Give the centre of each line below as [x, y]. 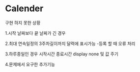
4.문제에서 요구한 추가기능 [30, 64]
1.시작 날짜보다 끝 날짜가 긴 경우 [35, 33]
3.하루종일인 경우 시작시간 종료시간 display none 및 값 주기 [62, 54]
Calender [24, 9]
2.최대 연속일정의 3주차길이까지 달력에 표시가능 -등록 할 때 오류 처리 [70, 43]
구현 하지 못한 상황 [23, 23]
